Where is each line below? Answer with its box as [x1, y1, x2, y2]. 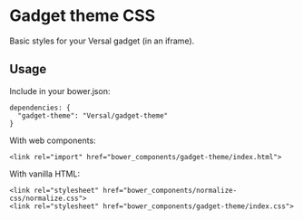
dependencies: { [9, 103, 71, 112]
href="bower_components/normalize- [103, 186, 238, 195]
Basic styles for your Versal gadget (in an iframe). [9, 35, 195, 46]
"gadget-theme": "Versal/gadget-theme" [17, 110, 169, 120]
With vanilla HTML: [9, 168, 80, 179]
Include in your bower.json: [9, 85, 111, 96]
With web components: [9, 135, 97, 146]
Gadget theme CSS [9, 5, 156, 26]
